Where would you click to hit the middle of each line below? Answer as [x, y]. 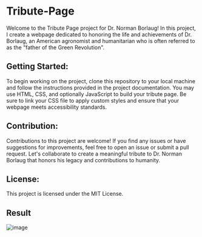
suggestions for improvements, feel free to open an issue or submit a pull [98, 147]
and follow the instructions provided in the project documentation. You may [100, 88]
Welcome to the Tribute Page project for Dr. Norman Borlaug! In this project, [101, 28]
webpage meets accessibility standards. [57, 107]
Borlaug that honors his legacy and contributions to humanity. [83, 160]
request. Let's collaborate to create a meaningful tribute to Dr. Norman [94, 154]
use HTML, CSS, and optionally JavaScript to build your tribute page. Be [96, 94]
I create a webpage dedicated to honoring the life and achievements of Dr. [99, 34]
